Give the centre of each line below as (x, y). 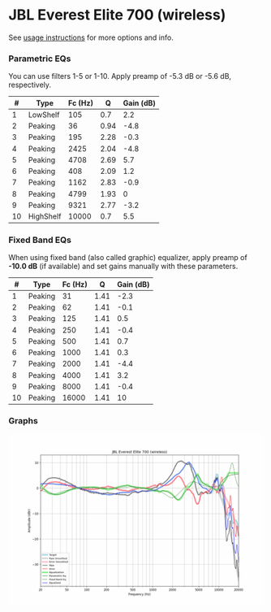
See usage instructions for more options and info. (91, 37)
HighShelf (45, 216)
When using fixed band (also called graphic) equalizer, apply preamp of (128, 258)
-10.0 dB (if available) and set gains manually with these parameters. (123, 267)
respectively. (30, 85)
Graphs (23, 421)
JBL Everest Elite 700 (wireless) (117, 15)
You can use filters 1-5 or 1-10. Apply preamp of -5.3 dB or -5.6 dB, (120, 76)
